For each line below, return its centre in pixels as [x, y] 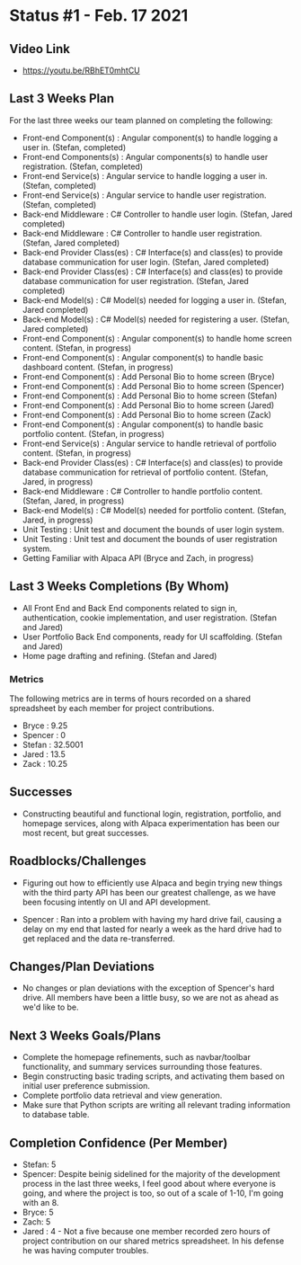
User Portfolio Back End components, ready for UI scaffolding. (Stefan [152, 637]
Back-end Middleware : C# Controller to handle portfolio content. [142, 491]
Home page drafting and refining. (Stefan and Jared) [120, 655]
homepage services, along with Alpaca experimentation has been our [151, 823]
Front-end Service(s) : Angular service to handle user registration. [144, 195]
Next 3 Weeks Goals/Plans [85, 1035]
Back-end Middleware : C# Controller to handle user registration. [142, 233]
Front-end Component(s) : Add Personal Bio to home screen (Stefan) [150, 396]
